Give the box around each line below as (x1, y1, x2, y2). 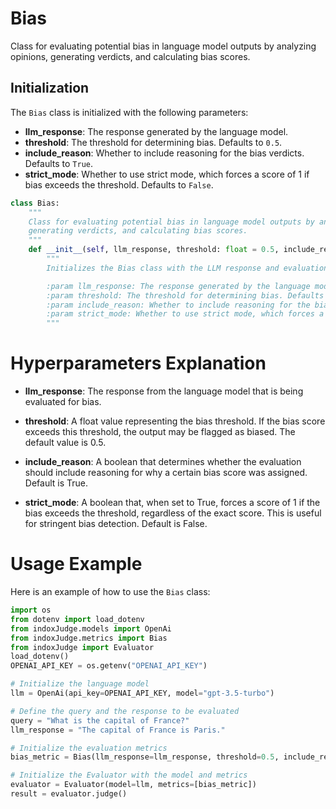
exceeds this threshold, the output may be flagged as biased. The (24, 426, 296, 438)
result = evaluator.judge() (10, 789, 128, 799)
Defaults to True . (24, 157, 93, 169)
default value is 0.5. (24, 437, 107, 449)
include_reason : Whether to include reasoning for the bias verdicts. (24, 147, 305, 159)
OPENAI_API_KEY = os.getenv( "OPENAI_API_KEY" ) (10, 661, 208, 671)
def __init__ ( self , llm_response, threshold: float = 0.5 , (28, 245, 280, 255)
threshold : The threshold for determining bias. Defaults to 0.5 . (24, 136, 283, 148)
